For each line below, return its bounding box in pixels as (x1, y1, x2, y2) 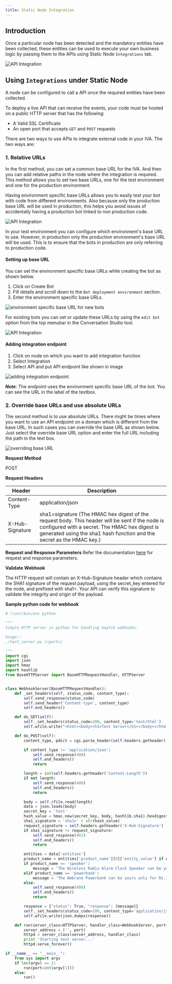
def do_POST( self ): (14, 733, 56, 739)
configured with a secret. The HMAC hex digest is (39, 523, 159, 531)
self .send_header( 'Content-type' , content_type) (24, 701, 130, 706)
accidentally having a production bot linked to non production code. (5, 209, 148, 215)
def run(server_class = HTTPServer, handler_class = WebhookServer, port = (14, 922, 168, 928)
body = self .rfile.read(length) (24, 799, 93, 804)
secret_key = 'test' (24, 809, 68, 814)
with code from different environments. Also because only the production (5, 197, 160, 203)
